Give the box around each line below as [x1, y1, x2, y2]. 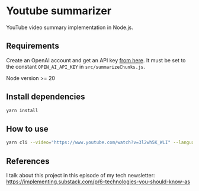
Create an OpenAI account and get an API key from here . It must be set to [6, 56, 186, 63]
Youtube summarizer [6, 4, 111, 18]
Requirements [6, 41, 59, 51]
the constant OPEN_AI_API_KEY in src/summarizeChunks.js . [6, 63, 145, 70]
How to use [6, 123, 49, 134]
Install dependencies [6, 92, 85, 102]
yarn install [6, 107, 38, 113]
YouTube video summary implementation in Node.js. [6, 24, 133, 31]
